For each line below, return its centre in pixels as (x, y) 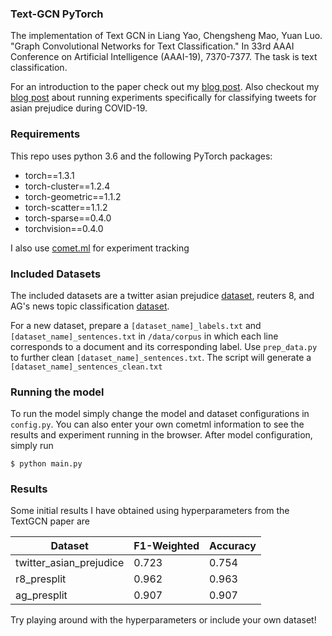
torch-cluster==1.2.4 (67, 186)
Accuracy (233, 546)
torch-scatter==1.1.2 (66, 207)
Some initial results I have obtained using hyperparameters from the (150, 511)
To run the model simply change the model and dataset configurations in (160, 414)
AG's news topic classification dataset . (90, 306)
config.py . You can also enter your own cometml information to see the (157, 424)
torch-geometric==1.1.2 (73, 196)
